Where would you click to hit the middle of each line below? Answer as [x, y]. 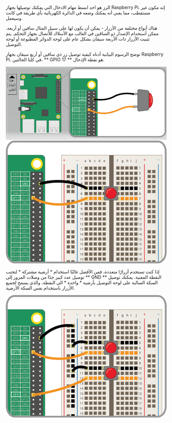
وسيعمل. [14, 18]
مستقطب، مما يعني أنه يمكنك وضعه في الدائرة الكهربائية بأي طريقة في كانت [78, 13]
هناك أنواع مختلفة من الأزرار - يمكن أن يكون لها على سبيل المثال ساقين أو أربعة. [82, 28]
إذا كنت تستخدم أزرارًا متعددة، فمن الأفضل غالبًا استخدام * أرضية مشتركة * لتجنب [83, 272]
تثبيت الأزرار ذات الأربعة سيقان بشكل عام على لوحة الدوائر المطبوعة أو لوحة [78, 39]
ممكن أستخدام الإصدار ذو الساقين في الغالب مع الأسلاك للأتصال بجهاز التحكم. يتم [82, 33]
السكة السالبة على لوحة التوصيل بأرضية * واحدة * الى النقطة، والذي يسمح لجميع [82, 282]
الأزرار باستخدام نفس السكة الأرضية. [40, 288]
